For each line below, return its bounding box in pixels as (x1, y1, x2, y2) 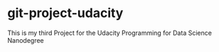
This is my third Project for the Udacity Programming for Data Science (7, 28, 212, 37)
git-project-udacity (7, 5, 124, 21)
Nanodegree (7, 36, 44, 44)
